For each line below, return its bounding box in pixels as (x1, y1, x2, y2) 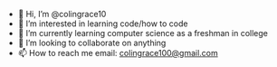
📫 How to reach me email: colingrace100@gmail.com (17, 48, 219, 58)
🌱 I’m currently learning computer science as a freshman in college (17, 28, 269, 38)
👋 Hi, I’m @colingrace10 (17, 9, 107, 19)
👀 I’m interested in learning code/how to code (17, 18, 188, 29)
